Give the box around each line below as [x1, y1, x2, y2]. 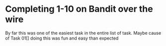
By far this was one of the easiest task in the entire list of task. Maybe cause [5, 30, 162, 36]
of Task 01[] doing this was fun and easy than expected [5, 35, 119, 41]
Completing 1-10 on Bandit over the [5, 3, 153, 15]
